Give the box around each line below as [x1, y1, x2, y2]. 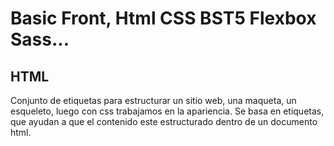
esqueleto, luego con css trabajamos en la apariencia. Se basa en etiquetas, [10, 105, 325, 117]
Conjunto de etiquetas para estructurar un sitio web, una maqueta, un [10, 95, 297, 106]
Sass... [10, 28, 70, 51]
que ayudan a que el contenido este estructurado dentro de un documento [10, 116, 318, 127]
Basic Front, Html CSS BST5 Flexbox [10, 7, 317, 30]
